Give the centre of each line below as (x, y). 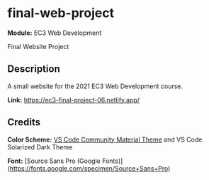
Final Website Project (38, 46)
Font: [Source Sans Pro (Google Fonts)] (65, 161)
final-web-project (61, 13)
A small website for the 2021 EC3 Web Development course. (95, 86)
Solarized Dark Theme (40, 147)
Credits (24, 122)
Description (34, 69)
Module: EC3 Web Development (55, 33)
